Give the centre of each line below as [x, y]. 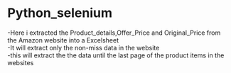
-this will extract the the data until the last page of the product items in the [116, 55]
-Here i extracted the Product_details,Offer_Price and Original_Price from [114, 33]
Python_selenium [60, 13]
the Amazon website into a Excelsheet [63, 40]
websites [21, 62]
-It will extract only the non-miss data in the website [84, 47]
